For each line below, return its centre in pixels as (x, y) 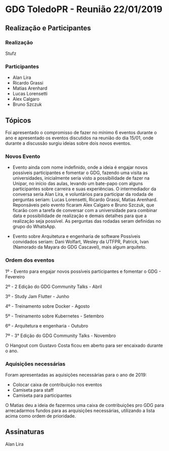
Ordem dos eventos (30, 260)
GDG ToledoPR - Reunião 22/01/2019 (84, 9)
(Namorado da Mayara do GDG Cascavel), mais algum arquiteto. (79, 247)
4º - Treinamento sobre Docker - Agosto (48, 306)
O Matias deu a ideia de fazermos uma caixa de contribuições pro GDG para (85, 405)
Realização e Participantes (48, 28)
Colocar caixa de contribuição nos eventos (57, 384)
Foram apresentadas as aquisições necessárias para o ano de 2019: (76, 375)
